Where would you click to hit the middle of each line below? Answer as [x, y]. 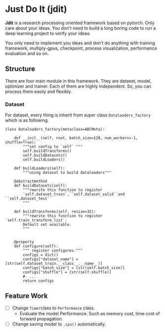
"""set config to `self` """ [53, 147]
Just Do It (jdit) [36, 9]
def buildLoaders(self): [40, 168]
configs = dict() [41, 255]
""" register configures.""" [53, 251]
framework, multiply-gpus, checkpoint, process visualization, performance [81, 48]
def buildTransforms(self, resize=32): [55, 212]
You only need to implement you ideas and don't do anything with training [80, 43]
